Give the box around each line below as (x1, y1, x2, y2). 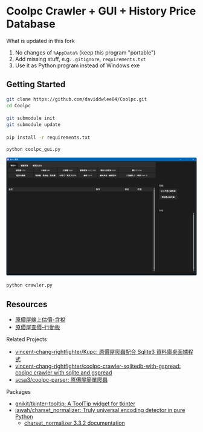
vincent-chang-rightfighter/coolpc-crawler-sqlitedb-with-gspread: (14, 362, 181, 370)
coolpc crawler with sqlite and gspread (14, 368, 112, 376)
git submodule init (6, 115, 56, 122)
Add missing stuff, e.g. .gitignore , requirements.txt (14, 55, 146, 62)
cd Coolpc (6, 102, 31, 108)
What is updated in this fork (6, 37, 76, 44)
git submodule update (6, 122, 61, 128)
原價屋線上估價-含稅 (14, 316, 66, 323)
